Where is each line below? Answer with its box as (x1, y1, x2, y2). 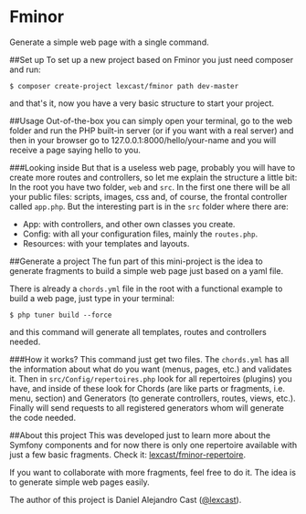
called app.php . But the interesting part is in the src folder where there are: (9, 201, 290, 212)
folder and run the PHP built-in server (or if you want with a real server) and (9, 125, 294, 136)
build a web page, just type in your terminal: (9, 292, 175, 303)
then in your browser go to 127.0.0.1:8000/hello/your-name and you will (9, 134, 277, 145)
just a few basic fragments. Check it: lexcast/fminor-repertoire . (9, 449, 247, 460)
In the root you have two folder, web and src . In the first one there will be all (9, 181, 290, 193)
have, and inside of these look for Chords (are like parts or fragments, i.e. (9, 383, 286, 393)
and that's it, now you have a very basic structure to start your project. (9, 98, 275, 109)
